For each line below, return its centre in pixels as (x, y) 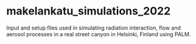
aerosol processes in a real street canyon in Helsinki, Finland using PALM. (99, 34)
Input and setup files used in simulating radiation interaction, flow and (94, 28)
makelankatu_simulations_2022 (89, 11)
